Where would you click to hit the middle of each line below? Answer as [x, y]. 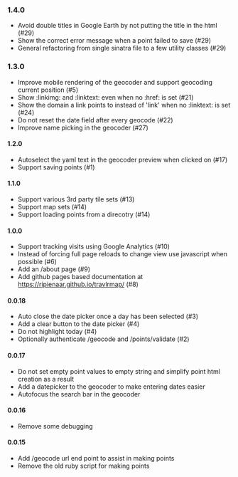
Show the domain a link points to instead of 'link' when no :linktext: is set [124, 105]
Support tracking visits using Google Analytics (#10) [94, 246]
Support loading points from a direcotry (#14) [84, 214]
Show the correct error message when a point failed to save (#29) [114, 41]
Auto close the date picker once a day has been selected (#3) [108, 316]
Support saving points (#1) [56, 167]
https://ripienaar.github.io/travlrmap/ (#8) [78, 284]
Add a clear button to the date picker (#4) [79, 324]
